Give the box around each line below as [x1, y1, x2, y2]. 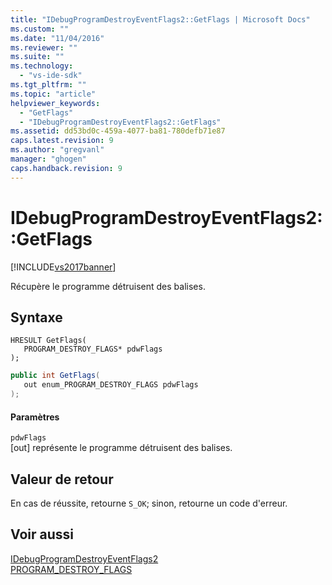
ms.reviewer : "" [10, 42, 78, 53]
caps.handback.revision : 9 [10, 163, 123, 173]
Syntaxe [10, 309, 63, 326]
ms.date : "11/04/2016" [10, 33, 105, 43]
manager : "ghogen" [10, 154, 87, 164]
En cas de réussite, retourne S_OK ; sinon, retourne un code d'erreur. [10, 497, 288, 510]
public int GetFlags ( [10, 371, 101, 381]
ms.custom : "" [10, 24, 70, 34]
